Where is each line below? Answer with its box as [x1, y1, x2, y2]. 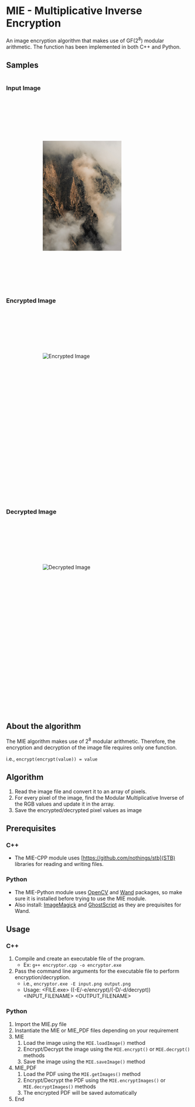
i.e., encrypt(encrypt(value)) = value [6, 755, 98, 762]
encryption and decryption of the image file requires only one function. [6, 743, 177, 751]
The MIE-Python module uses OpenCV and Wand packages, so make [14, 888, 183, 895]
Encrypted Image [6, 296, 56, 304]
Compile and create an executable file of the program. [14, 955, 145, 962]
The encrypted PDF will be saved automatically [23, 1089, 138, 1096]
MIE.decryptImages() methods [23, 1083, 97, 1090]
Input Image [6, 84, 41, 92]
